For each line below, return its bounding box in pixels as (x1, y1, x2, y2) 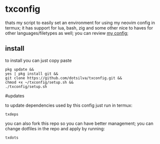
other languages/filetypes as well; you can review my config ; (5, 30, 129, 36)
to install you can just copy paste (5, 58, 72, 63)
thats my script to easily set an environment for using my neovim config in (5, 20, 155, 26)
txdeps (5, 112, 19, 116)
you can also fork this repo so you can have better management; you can (5, 120, 154, 126)
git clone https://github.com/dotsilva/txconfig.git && (5, 75, 122, 81)
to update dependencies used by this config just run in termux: (5, 102, 133, 108)
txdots (5, 135, 19, 140)
